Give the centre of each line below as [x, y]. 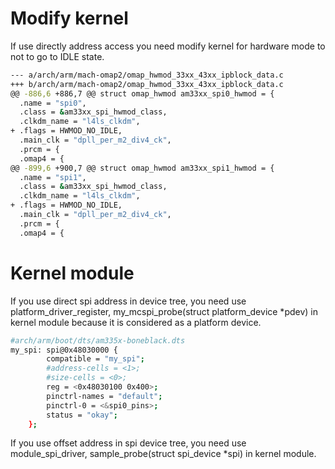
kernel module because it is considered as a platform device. [136, 322]
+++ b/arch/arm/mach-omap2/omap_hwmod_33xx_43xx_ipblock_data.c [147, 84]
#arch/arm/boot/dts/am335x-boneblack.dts [98, 340]
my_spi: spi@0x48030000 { [64, 350]
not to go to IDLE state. [57, 56]
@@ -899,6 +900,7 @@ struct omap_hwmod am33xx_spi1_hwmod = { [142, 168]
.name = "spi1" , [53, 177]
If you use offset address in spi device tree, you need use [128, 443]
